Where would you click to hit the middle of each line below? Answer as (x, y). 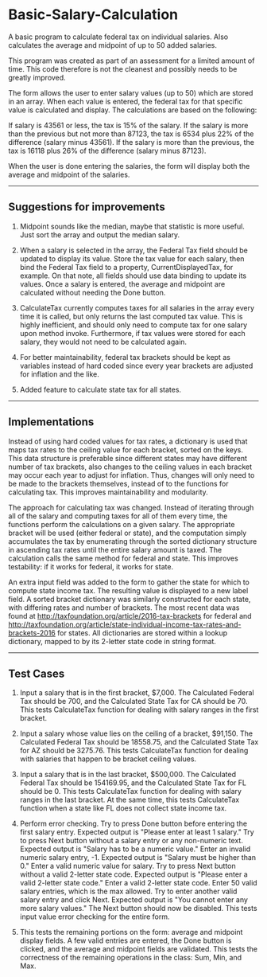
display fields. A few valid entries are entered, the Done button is (126, 940)
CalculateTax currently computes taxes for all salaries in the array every (137, 307)
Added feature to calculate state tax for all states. (100, 389)
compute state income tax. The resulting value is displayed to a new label (128, 590)
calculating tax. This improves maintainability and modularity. (108, 492)
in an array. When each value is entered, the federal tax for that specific (126, 101)
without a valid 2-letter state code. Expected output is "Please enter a (133, 874)
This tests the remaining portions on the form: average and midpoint (131, 932)
